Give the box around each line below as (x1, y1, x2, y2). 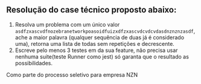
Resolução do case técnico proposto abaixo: (6, 5, 177, 15)
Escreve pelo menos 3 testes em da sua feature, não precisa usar (14, 47, 178, 54)
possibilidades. (14, 59, 53, 66)
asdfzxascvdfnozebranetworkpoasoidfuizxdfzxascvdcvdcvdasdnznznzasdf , (14, 27, 196, 34)
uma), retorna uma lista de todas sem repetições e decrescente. (14, 40, 175, 47)
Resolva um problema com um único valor (14, 21, 120, 28)
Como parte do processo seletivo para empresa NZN (6, 71, 138, 78)
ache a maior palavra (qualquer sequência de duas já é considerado (14, 33, 185, 41)
